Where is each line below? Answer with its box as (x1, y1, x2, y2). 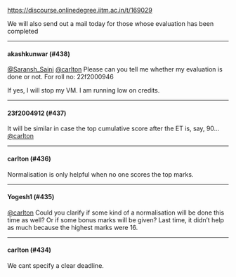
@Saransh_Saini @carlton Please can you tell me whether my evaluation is (7, 65, 223, 74)
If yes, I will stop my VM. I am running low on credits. (7, 86, 160, 95)
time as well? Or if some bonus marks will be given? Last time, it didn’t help (7, 215, 225, 224)
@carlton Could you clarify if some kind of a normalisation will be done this (7, 208, 225, 217)
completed (7, 27, 39, 35)
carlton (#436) (7, 154, 51, 163)
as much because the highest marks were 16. (7, 223, 138, 231)
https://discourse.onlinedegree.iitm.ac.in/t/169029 (7, 6, 152, 14)
